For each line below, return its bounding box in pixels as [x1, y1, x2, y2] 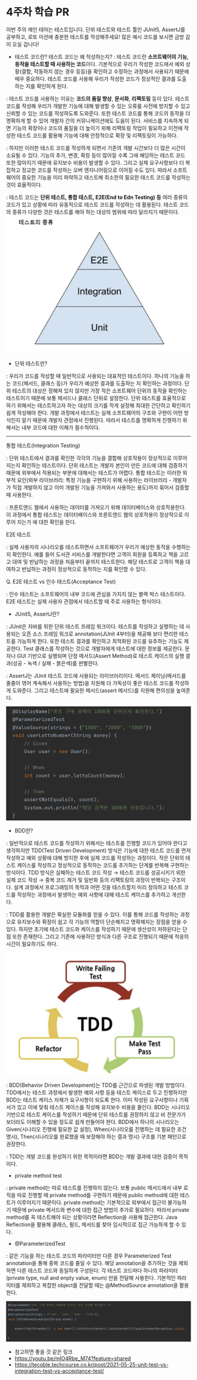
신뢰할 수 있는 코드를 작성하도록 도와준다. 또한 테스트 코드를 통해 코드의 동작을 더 [6, 109, 191, 117]
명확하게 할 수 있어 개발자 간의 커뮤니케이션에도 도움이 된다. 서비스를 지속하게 [6, 117, 183, 124]
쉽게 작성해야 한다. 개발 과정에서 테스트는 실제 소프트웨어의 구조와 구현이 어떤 [6, 410, 183, 417]
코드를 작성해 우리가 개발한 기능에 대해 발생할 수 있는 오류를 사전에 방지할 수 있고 [6, 102, 191, 109]
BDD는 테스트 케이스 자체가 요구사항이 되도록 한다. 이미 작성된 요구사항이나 [6, 1096, 178, 1103]
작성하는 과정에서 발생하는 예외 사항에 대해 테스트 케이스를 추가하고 [16, 891, 171, 898]
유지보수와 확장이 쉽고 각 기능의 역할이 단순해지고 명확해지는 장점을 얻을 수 [16, 918, 188, 925]
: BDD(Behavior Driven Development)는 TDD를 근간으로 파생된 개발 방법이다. [6, 1082, 186, 1089]
